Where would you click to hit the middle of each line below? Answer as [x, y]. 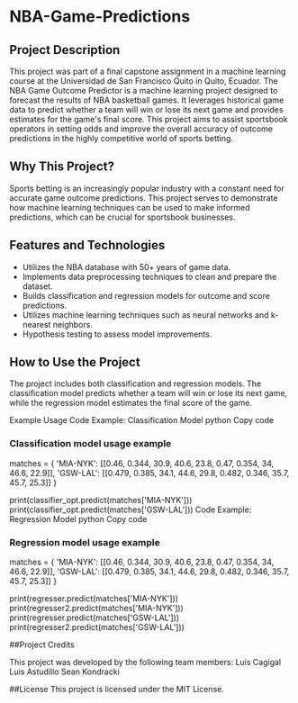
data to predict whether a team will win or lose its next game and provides [146, 109]
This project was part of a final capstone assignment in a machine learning [148, 71]
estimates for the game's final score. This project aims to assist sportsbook [149, 119]
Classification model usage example [90, 444]
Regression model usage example [85, 542]
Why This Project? [62, 167]
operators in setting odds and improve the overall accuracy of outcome [141, 129]
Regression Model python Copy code [78, 518]
